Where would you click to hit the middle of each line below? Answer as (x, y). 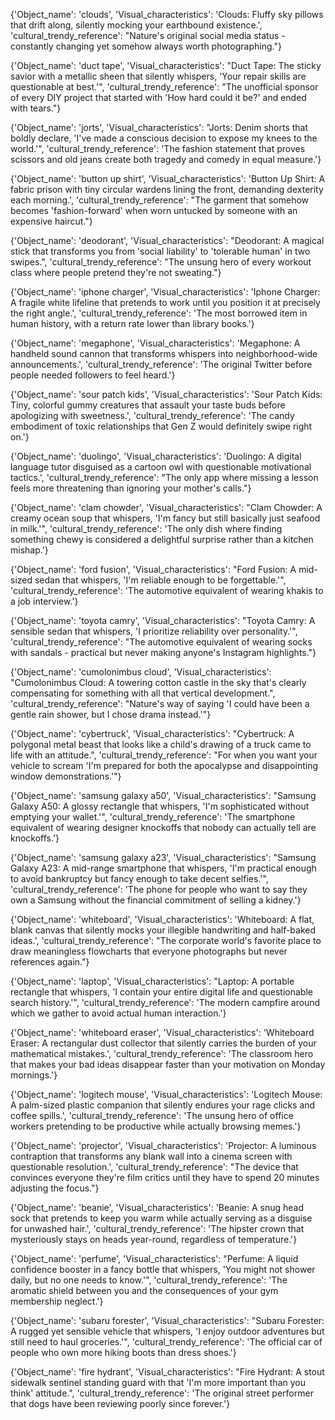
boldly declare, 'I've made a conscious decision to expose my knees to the (164, 138)
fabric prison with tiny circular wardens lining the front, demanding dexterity (167, 189)
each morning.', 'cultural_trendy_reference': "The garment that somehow (160, 200)
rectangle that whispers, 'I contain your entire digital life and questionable (161, 992)
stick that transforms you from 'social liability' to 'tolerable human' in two (160, 251)
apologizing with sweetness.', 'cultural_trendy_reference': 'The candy (152, 415)
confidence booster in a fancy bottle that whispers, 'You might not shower (163, 1269)
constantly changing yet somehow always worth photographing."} (146, 46)
